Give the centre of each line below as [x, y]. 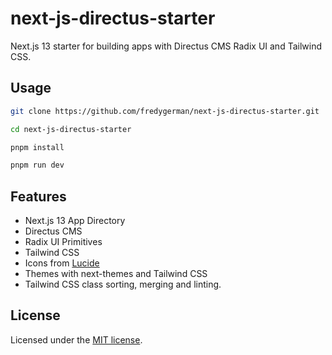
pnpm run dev [37, 165]
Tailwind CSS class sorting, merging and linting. [123, 284]
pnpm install [37, 147]
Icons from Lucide [62, 263]
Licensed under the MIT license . [76, 339]
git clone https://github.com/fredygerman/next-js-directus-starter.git [165, 111]
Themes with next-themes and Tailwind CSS [116, 274]
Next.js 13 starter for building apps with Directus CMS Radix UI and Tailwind [166, 46]
